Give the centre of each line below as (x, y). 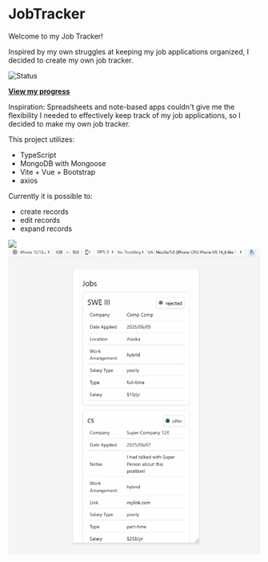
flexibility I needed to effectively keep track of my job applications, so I (125, 115)
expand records (46, 228)
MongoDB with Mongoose (63, 163)
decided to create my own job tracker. (71, 60)
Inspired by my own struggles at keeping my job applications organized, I (129, 51)
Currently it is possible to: (51, 196)
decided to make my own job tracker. (69, 123)
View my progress (39, 91)
